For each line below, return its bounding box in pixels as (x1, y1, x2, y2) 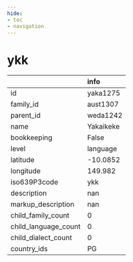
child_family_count (10, 211, 70, 220)
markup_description (10, 200, 75, 209)
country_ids (10, 244, 48, 254)
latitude (10, 155, 35, 165)
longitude (10, 166, 41, 176)
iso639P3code (10, 177, 59, 187)
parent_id (10, 111, 41, 120)
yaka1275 (87, 88, 121, 98)
